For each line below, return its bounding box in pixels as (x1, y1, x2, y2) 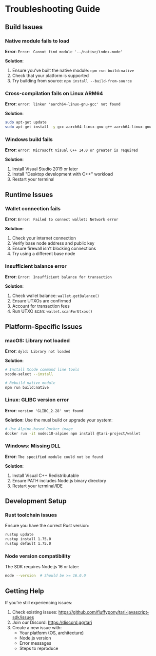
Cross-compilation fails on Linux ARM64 (5, 90, 103, 97)
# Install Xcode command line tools (5, 367, 79, 372)
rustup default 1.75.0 (5, 541, 51, 546)
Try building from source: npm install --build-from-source (12, 78, 132, 83)
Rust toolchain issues (5, 512, 57, 518)
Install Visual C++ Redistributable (12, 472, 79, 478)
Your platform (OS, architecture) (19, 630, 84, 636)
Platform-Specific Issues (5, 322, 82, 331)
